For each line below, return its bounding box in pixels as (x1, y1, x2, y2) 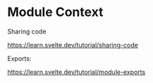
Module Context (7, 4, 104, 20)
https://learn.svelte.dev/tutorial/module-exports (7, 68, 146, 76)
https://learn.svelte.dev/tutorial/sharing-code (7, 40, 139, 49)
